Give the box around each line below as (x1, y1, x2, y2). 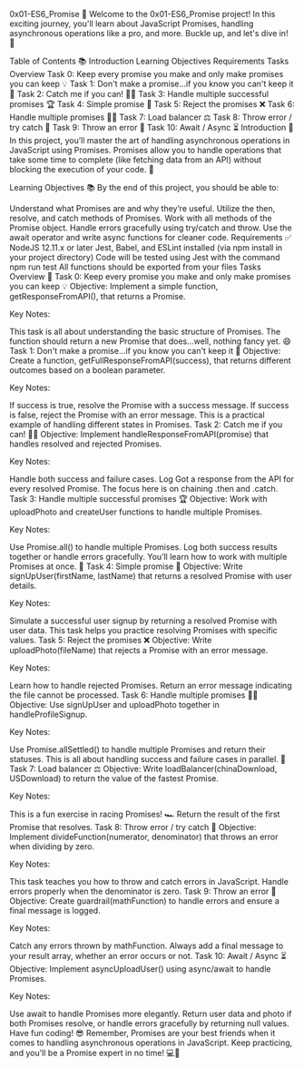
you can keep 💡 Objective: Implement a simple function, (9, 281, 219, 291)
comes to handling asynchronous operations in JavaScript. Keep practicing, (9, 1037, 293, 1048)
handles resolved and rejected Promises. (9, 438, 162, 449)
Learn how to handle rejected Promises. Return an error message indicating (9, 680, 292, 690)
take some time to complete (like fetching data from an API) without (9, 154, 261, 165)
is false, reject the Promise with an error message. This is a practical (9, 409, 265, 420)
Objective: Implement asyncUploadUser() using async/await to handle (9, 964, 271, 974)
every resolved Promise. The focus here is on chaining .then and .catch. (9, 484, 279, 494)
